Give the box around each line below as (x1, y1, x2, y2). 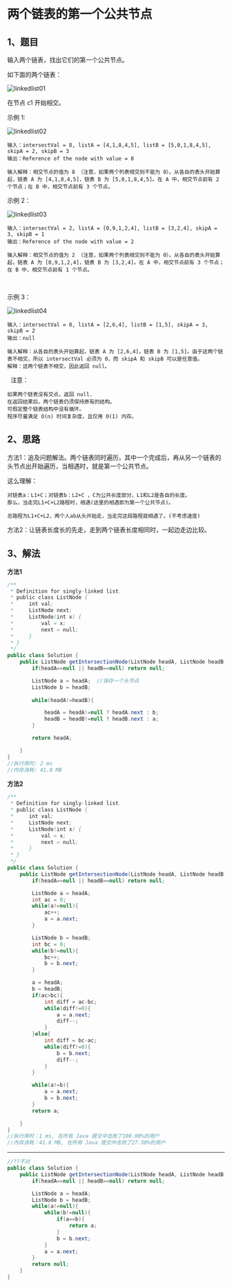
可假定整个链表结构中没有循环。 (7, 406, 85, 413)
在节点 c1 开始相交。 (7, 98, 66, 107)
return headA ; (32, 735, 72, 741)
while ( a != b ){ (32, 1081, 70, 1089)
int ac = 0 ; (32, 896, 67, 903)
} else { (32, 1031, 51, 1038)
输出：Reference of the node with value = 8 (7, 155, 135, 162)
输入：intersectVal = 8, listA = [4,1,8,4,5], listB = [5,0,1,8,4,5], (7, 142, 212, 149)
